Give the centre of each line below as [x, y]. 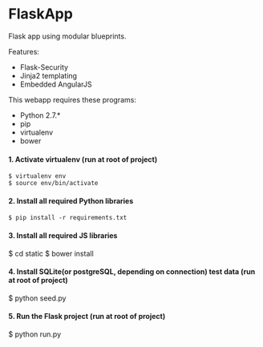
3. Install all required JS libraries [63, 235]
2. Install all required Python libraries [71, 200]
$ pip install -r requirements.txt [68, 218]
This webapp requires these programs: [72, 99]
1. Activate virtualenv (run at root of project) [83, 159]
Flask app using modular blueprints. [67, 36]
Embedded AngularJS [56, 84]
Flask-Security [44, 67]
